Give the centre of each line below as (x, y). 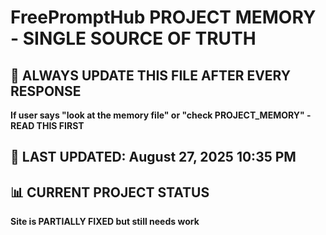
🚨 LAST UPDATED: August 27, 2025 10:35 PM (153, 157)
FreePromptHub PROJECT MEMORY (163, 17)
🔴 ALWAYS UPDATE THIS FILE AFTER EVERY (151, 75)
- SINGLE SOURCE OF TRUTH (133, 38)
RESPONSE (46, 91)
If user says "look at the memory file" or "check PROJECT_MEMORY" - (161, 115)
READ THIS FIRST (47, 125)
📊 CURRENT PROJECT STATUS (110, 192)
